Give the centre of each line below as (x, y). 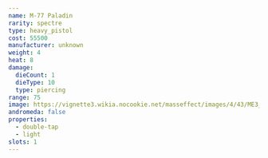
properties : (28, 120)
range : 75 (25, 97)
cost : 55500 (28, 38)
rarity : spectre (35, 23)
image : (19, 105)
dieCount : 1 (35, 75)
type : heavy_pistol (41, 30)
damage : (21, 68)
